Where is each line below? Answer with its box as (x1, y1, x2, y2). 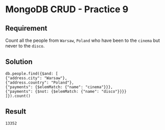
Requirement (5, 24, 48, 33)
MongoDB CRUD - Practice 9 (5, 4, 129, 15)
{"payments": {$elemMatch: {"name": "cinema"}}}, (5, 84, 113, 90)
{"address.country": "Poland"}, (5, 80, 74, 85)
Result (5, 107, 27, 116)
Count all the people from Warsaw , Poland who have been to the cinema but (5, 37, 160, 43)
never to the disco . (5, 43, 45, 49)
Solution (5, 58, 33, 66)
